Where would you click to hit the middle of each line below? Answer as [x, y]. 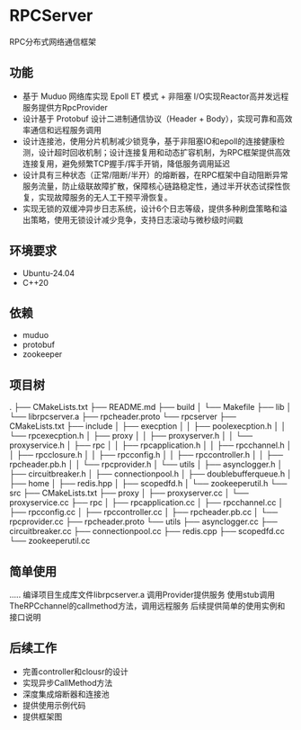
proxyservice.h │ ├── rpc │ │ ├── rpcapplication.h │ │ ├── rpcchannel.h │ [150, 445]
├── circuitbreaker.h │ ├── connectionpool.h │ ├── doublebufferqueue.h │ [151, 474]
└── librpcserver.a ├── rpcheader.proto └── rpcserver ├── [123, 417]
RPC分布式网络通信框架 [53, 41]
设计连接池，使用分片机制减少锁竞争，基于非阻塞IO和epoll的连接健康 [150, 141]
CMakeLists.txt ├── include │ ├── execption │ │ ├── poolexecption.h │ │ [148, 426]
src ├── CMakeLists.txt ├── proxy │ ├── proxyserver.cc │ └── [129, 493]
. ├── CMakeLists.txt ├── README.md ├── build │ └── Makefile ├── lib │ [150, 407]
